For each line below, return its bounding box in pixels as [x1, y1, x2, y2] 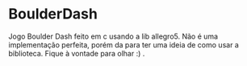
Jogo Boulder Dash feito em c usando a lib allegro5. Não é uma [8, 31, 219, 41]
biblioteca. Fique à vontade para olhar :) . [8, 48, 145, 58]
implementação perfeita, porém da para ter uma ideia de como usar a [8, 39, 240, 49]
